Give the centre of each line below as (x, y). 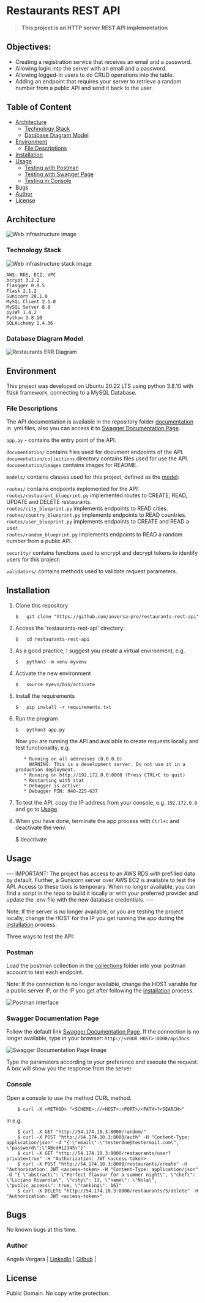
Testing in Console (48, 180)
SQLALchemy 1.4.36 (30, 323)
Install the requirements (45, 696)
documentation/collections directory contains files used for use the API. (97, 458)
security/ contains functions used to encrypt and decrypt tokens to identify (102, 553)
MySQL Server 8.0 (28, 307)
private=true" (24, 1158)
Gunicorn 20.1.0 (27, 296)
